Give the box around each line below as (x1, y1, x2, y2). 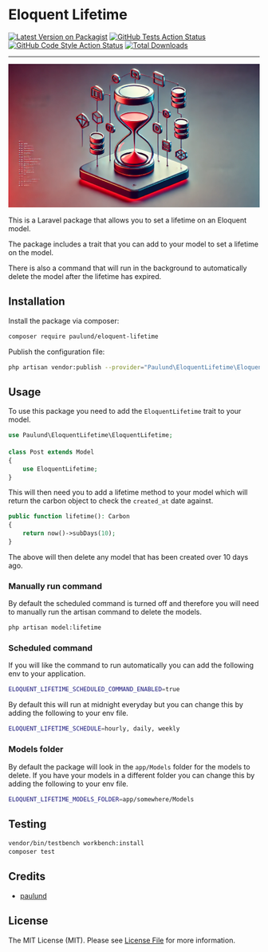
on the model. (8, 247, 54, 257)
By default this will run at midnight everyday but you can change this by (8, 700, 243, 710)
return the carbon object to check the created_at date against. (8, 496, 214, 506)
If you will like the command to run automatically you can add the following (8, 660, 254, 671)
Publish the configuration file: (8, 347, 105, 356)
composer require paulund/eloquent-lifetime (8, 332, 159, 340)
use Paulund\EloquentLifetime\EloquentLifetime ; (8, 431, 173, 439)
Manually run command (8, 580, 102, 592)
